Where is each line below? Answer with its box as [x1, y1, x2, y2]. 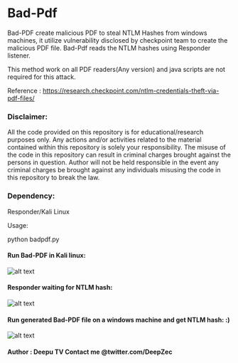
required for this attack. [7, 73, 76, 81]
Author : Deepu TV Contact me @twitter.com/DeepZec [7, 347, 173, 356]
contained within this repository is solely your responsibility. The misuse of [7, 143, 226, 152]
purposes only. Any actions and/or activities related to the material [7, 135, 202, 144]
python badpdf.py [7, 235, 60, 243]
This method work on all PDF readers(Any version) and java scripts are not [7, 65, 226, 73]
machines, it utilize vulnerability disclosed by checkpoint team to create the [7, 36, 228, 44]
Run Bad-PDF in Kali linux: [7, 251, 87, 260]
